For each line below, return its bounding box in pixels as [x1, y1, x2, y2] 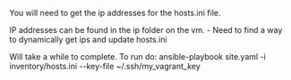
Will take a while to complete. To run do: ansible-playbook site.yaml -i [9, 52, 266, 61]
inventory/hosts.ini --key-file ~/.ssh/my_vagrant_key [9, 61, 201, 71]
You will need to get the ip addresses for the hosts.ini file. [9, 8, 221, 18]
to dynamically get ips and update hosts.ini [9, 35, 167, 44]
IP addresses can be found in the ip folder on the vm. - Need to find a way [9, 25, 283, 35]
